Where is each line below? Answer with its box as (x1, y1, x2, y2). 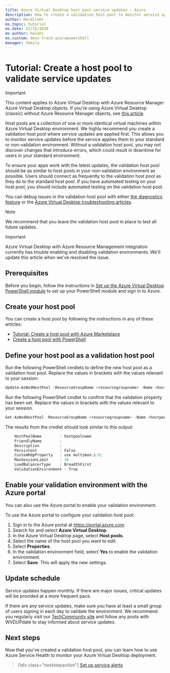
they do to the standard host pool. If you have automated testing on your (5, 178, 156, 184)
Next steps (5, 634, 40, 642)
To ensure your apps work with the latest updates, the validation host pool (5, 162, 160, 168)
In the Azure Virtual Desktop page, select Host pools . (12, 532, 124, 538)
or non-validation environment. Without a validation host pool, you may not (5, 141, 161, 147)
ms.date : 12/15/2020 (5, 26, 49, 31)
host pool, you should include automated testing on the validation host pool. (5, 183, 163, 190)
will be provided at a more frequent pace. (5, 593, 92, 599)
